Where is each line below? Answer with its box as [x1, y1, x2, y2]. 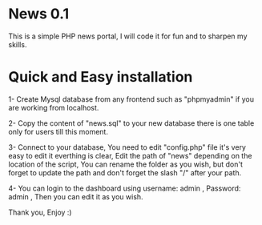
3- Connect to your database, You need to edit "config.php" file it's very [8, 142, 247, 152]
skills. [8, 39, 27, 49]
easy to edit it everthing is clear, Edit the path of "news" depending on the [8, 151, 252, 160]
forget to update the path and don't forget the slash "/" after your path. [8, 167, 242, 177]
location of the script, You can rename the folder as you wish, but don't [8, 159, 243, 169]
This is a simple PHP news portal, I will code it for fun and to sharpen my [8, 31, 248, 41]
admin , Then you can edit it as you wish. [8, 191, 143, 201]
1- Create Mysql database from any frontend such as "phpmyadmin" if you [8, 94, 255, 104]
